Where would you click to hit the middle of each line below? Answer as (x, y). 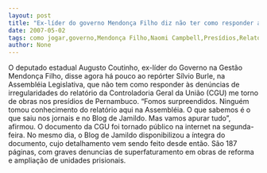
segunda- (238, 127)
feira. (17, 135)
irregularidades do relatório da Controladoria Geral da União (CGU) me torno (133, 93)
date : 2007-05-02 (37, 30)
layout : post (30, 15)
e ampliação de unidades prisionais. (67, 160)
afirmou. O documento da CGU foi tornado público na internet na (114, 127)
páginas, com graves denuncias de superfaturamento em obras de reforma (131, 152)
